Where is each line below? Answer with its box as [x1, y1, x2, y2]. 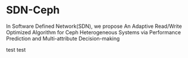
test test [6, 46, 26, 53]
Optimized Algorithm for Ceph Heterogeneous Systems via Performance [6, 28, 181, 35]
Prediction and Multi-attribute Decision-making [6, 35, 120, 42]
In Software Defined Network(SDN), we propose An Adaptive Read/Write [6, 23, 182, 30]
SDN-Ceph [6, 3, 60, 17]
